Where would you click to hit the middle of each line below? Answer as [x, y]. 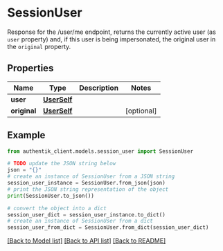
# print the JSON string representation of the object [88, 189]
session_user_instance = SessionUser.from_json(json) [87, 183]
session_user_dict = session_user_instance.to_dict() [87, 215]
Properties [30, 68]
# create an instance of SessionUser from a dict [80, 221]
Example [26, 135]
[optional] [141, 111]
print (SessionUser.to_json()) [51, 196]
